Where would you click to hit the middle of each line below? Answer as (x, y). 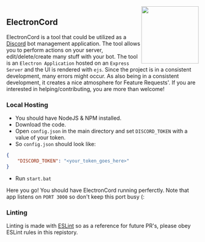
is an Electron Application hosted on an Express (68, 63)
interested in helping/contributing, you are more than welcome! (85, 89)
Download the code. (41, 125)
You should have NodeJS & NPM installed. (68, 118)
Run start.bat (33, 178)
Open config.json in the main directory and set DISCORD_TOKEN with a (101, 131)
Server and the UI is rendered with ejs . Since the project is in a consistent (99, 69)
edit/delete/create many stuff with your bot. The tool (72, 56)
